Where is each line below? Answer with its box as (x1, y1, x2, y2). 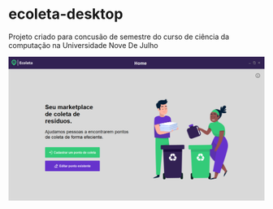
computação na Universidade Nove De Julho (8, 40, 158, 50)
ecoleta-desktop (8, 5, 123, 24)
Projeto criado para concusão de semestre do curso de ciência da (8, 32, 230, 41)
